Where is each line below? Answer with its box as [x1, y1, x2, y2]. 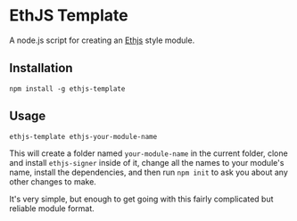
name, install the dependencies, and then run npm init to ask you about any [9, 167, 288, 177]
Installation [9, 61, 73, 76]
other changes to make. [9, 176, 96, 187]
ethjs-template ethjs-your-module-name [9, 132, 158, 141]
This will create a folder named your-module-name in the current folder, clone [9, 148, 288, 159]
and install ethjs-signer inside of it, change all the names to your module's [9, 157, 285, 168]
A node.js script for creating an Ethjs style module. [9, 35, 195, 45]
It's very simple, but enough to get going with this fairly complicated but [9, 193, 274, 204]
